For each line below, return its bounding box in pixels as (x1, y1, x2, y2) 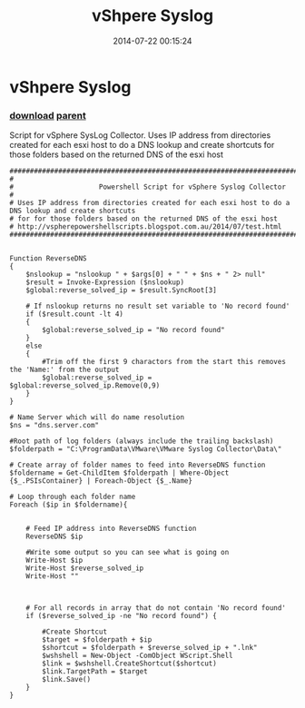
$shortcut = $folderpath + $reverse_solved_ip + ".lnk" (42, 644, 258, 653)
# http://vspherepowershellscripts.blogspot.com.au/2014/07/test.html (9, 222, 282, 231)
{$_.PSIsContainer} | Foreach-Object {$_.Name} (9, 477, 193, 486)
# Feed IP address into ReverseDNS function (25, 524, 197, 534)
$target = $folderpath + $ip (42, 635, 152, 644)
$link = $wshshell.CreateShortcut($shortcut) (42, 659, 218, 668)
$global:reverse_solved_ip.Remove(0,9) (9, 381, 161, 390)
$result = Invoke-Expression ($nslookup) (25, 278, 184, 287)
